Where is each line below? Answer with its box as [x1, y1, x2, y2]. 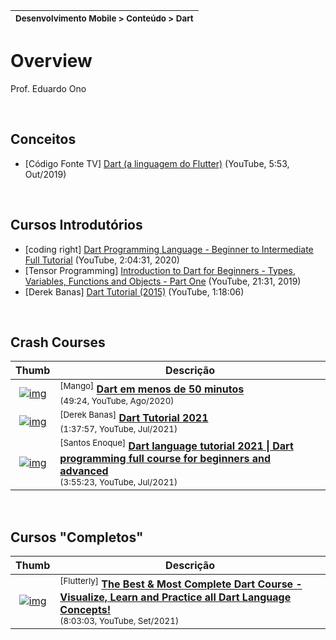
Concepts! [59, 602, 112, 616]
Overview [10, 50, 93, 73]
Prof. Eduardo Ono [10, 82, 87, 94]
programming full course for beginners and [59, 452, 271, 466]
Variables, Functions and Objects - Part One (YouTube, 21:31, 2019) [24, 275, 302, 287]
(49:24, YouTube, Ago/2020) [59, 395, 175, 406]
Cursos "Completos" [10, 529, 144, 546]
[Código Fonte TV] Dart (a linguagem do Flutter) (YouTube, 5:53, [24, 157, 290, 169]
